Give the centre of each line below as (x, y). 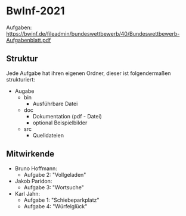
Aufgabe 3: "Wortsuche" (54, 187)
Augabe (24, 91)
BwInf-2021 (35, 11)
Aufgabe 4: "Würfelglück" (55, 206)
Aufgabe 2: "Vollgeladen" (55, 174)
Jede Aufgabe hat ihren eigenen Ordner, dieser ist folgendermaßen (89, 73)
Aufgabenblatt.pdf (29, 40)
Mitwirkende (30, 154)
